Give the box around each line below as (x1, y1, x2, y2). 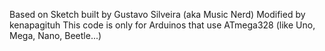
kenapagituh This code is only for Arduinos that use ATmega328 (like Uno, (9, 19, 316, 31)
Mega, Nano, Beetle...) (9, 30, 102, 41)
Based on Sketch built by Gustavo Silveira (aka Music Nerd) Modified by (9, 9, 306, 20)
